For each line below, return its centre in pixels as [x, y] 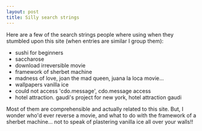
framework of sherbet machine [53, 72]
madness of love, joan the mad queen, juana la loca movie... [89, 78]
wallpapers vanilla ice [42, 84]
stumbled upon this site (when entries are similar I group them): [85, 41]
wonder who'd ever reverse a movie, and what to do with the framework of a [101, 115]
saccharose [30, 59]
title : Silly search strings [43, 17]
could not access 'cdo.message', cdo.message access [83, 91]
